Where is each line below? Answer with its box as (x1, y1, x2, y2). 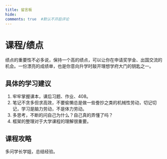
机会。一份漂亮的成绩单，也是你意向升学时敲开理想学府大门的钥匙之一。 (5, 63, 154, 69)
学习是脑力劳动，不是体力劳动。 (21, 106, 87, 112)
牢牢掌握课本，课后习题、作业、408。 (12, 93, 91, 100)
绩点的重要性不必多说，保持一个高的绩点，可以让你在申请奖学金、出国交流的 (5, 57, 163, 63)
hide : (5, 12, 16, 17)
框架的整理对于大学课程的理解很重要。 (12, 118, 91, 125)
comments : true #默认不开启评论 (5, 16, 69, 21)
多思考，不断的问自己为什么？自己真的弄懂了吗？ (12, 112, 113, 118)
